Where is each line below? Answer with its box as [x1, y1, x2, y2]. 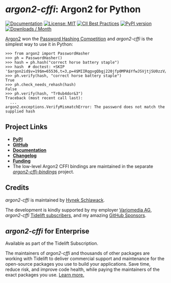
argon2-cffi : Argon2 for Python [5, 4, 141, 15]
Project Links [5, 123, 48, 131]
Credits [5, 183, 30, 192]
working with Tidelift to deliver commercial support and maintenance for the [5, 256, 164, 262]
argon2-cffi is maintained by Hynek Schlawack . [5, 197, 105, 203]
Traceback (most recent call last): [5, 95, 83, 100]
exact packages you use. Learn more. [5, 272, 84, 278]
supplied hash [5, 108, 36, 114]
